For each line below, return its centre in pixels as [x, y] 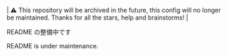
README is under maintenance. [53, 46]
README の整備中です [39, 32]
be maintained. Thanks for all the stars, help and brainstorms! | [97, 17]
